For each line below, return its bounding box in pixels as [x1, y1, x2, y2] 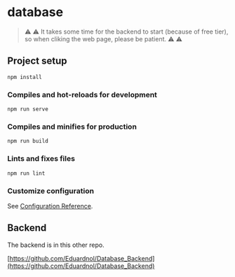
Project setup [7, 55, 68, 67]
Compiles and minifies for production [7, 122, 137, 132]
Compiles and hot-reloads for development [7, 90, 158, 99]
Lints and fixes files [7, 154, 76, 164]
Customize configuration [7, 186, 95, 196]
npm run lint [7, 169, 46, 177]
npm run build [7, 138, 49, 145]
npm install [7, 73, 42, 80]
